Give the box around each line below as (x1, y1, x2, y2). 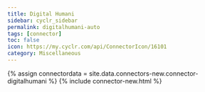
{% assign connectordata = (7, 69, 88, 78)
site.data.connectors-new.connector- (88, 69, 199, 78)
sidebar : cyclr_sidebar (7, 17, 78, 24)
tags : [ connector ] (7, 30, 62, 38)
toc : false (7, 37, 40, 44)
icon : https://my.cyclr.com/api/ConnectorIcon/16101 (7, 43, 167, 50)
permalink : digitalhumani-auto (7, 23, 100, 30)
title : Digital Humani (7, 10, 75, 18)
